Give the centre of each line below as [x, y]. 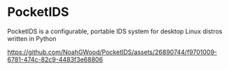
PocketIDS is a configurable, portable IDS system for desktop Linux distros [115, 31]
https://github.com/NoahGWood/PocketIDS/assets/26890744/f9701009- [112, 52]
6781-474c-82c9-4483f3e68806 [55, 59]
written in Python [32, 38]
